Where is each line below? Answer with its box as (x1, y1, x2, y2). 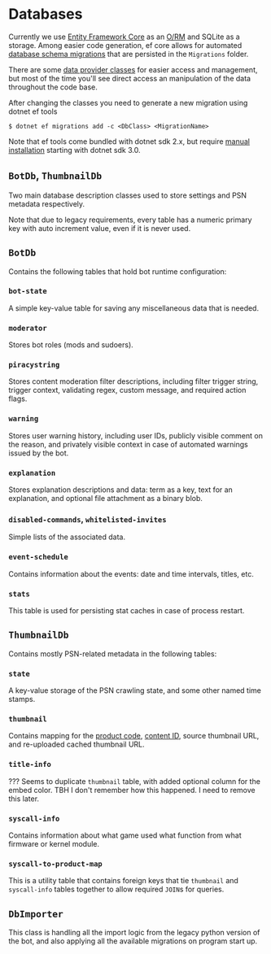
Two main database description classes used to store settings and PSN (8, 190, 247, 200)
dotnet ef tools (8, 107, 58, 116)
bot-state (8, 286, 47, 296)
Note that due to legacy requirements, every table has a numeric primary (8, 215, 252, 224)
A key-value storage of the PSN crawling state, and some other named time (8, 686, 262, 695)
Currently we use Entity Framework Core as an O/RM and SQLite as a (8, 32, 240, 41)
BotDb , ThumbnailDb (8, 168, 103, 183)
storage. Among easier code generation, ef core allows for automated (8, 40, 243, 50)
